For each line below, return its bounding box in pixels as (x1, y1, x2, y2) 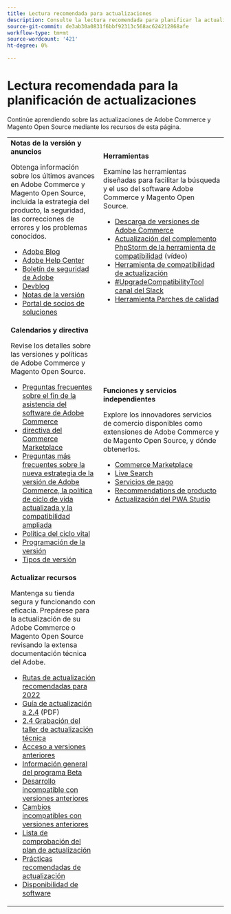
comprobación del (22, 836, 81, 846)
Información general (22, 759, 88, 768)
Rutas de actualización (22, 673, 96, 682)
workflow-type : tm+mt (7, 29, 69, 37)
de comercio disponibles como (102, 418, 203, 428)
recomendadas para (22, 681, 88, 691)
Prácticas (22, 853, 53, 863)
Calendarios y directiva (10, 325, 89, 335)
